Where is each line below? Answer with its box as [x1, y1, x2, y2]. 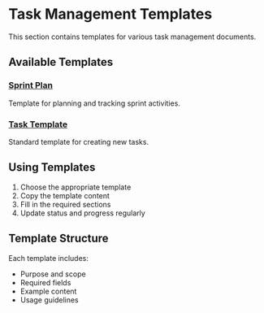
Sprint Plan [8, 80, 53, 91]
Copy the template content [19, 190, 110, 200]
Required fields [19, 277, 71, 287]
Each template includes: [8, 253, 89, 263]
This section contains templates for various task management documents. [8, 32, 257, 41]
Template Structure [8, 232, 109, 246]
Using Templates [8, 160, 96, 175]
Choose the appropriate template [19, 182, 132, 192]
